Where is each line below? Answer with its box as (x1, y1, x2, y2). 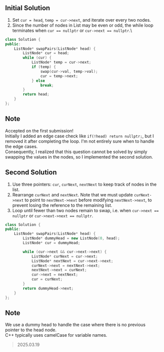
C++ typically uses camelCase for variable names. (5, 332, 107, 338)
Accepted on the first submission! (5, 128, 74, 133)
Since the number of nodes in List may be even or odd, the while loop (12, 22, 154, 28)
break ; (40, 83, 54, 88)
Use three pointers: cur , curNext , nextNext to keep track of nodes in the (12, 181, 157, 187)
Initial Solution (5, 4, 50, 12)
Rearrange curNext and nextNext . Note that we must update (12, 192, 133, 197)
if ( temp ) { (31, 64, 56, 69)
